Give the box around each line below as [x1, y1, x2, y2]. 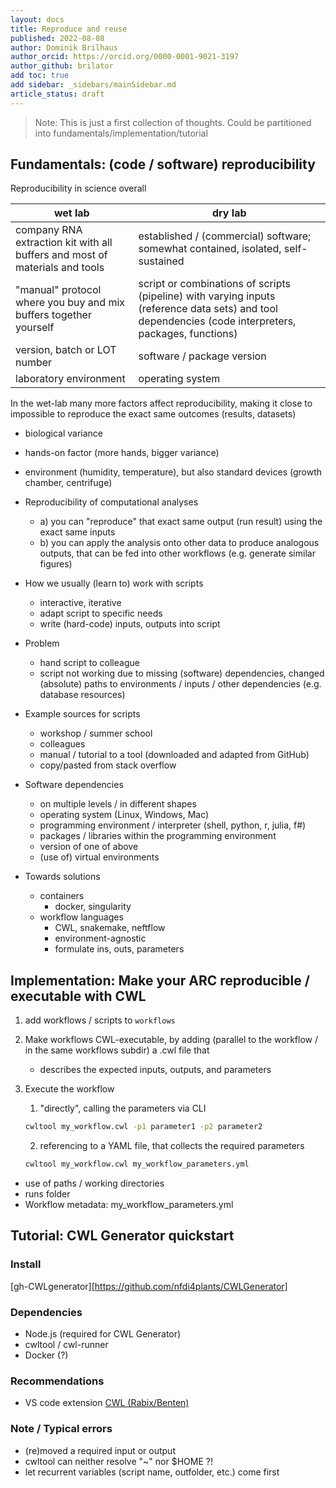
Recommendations [10, 1374, 105, 1388]
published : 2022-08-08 [10, 33, 105, 43]
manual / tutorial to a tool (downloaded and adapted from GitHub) [39, 749, 310, 761]
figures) [39, 558, 73, 570]
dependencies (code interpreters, [138, 314, 297, 328]
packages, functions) [138, 327, 238, 341]
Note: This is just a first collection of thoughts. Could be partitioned [34, 116, 312, 128]
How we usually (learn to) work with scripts [24, 577, 204, 590]
